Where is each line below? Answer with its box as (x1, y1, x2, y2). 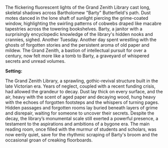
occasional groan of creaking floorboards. (5, 137, 93, 143)
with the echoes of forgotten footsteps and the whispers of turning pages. (5, 99, 159, 105)
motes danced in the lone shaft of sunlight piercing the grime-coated (5, 15, 149, 21)
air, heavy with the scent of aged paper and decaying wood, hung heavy (5, 94, 156, 100)
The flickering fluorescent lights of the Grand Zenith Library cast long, (5, 5, 150, 10)
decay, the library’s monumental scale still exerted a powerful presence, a (5, 116, 158, 121)
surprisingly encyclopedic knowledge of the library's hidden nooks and (5, 31, 153, 37)
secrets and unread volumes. (5, 58, 66, 64)
